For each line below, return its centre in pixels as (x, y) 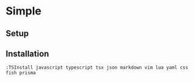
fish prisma (21, 73)
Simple (24, 11)
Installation (27, 53)
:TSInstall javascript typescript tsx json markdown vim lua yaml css (97, 68)
